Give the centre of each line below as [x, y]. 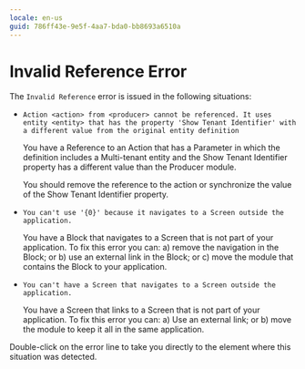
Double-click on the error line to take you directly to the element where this [150, 347]
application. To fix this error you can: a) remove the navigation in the [151, 248]
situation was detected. [53, 357]
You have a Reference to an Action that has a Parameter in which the [151, 148]
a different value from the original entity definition [131, 131]
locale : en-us [36, 18]
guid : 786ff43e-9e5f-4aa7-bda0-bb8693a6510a [95, 26]
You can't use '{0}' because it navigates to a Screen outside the [153, 213]
